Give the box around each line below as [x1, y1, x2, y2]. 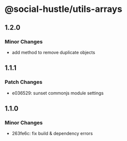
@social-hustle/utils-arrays [4, 3, 123, 15]
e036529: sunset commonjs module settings [11, 90, 104, 96]
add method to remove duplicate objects [11, 49, 96, 55]
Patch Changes [4, 78, 43, 85]
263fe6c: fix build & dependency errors [11, 131, 93, 137]
